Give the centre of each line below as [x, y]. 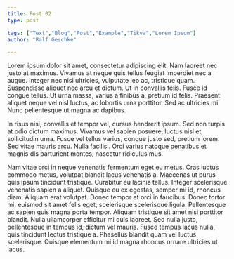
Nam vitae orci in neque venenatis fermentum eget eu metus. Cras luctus [113, 167]
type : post [23, 20]
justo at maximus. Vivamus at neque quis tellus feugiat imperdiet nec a [110, 73]
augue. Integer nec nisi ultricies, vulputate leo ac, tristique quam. [101, 81]
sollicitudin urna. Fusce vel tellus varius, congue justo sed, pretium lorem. [113, 139]
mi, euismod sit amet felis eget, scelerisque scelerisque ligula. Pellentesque [117, 205]
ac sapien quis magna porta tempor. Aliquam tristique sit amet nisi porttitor [115, 212]
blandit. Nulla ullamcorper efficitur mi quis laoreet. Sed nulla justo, [103, 220]
